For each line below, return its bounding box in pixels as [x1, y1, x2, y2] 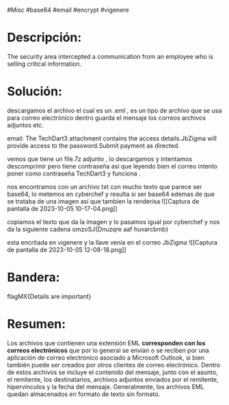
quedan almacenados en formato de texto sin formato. [7, 390, 161, 398]
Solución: [7, 84, 63, 99]
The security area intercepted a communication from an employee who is [7, 52, 214, 60]
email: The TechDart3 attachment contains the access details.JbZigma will [7, 134, 217, 143]
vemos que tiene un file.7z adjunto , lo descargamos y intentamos [7, 154, 193, 163]
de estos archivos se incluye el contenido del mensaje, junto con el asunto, [7, 368, 219, 376]
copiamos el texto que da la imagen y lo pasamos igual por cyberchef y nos [7, 217, 220, 225]
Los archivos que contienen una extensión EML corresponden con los [7, 339, 206, 347]
